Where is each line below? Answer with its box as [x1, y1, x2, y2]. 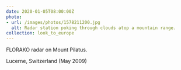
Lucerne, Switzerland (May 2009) [6, 58, 88, 65]
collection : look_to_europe [6, 30, 75, 36]
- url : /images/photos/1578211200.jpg [6, 19, 100, 25]
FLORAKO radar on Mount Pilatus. [6, 46, 88, 53]
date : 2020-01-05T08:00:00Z [6, 8, 75, 15]
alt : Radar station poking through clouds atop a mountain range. [11, 24, 176, 31]
